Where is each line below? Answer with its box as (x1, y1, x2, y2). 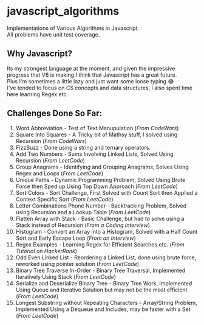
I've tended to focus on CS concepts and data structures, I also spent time (7, 84, 193, 91)
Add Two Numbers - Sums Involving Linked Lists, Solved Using (15, 150, 174, 158)
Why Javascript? (7, 49, 72, 59)
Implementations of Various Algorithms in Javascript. (7, 24, 139, 32)
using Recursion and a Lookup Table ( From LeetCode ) (15, 208, 151, 215)
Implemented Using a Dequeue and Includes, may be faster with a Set (15, 306, 191, 313)
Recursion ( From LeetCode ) (15, 156, 86, 164)
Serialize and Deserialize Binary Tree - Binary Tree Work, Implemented (15, 279, 192, 287)
